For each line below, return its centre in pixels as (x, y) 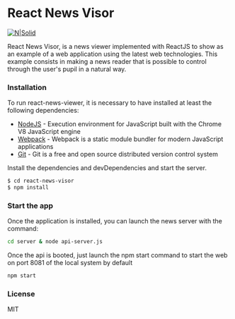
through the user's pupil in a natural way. (67, 69)
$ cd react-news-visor (41, 181)
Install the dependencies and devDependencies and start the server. (107, 168)
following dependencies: (43, 111)
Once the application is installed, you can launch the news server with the (115, 221)
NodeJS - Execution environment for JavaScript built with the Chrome (119, 124)
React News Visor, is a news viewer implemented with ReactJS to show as (116, 46)
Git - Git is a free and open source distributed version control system (117, 155)
